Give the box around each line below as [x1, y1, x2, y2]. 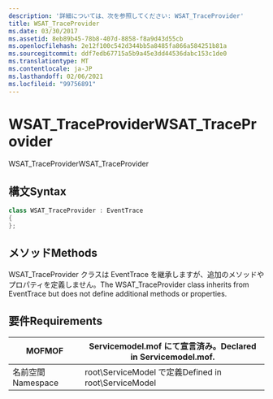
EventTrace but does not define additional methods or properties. [8, 288, 227, 298]
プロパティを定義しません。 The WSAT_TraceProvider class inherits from [8, 280, 249, 289]
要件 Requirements [8, 314, 103, 328]
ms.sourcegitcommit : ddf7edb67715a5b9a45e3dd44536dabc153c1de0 [8, 50, 227, 58]
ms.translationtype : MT [8, 58, 89, 66]
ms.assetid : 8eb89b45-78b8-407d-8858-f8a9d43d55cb [8, 34, 184, 43]
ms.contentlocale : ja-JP [8, 65, 93, 73]
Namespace [12, 377, 59, 388]
